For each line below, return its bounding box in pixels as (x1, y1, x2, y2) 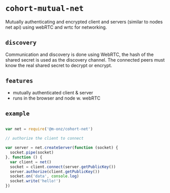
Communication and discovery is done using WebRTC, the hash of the (5, 51, 154, 57)
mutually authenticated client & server (12, 89, 93, 95)
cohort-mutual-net (5, 4, 84, 13)
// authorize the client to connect (5, 136, 84, 141)
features (5, 77, 33, 85)
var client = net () (10, 159, 52, 165)
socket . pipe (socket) (10, 150, 54, 155)
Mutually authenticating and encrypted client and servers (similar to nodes (5, 18, 163, 25)
